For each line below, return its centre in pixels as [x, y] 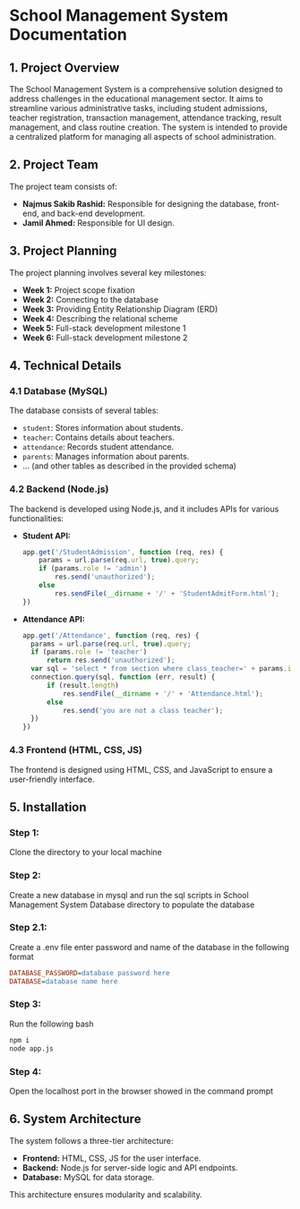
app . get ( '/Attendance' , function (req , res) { [111, 635]
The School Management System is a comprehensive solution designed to [146, 89]
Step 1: [24, 832]
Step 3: [26, 1004]
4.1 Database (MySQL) [59, 390]
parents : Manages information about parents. [106, 457]
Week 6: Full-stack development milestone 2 [105, 338]
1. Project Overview [64, 68]
